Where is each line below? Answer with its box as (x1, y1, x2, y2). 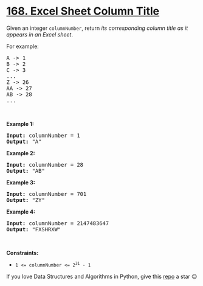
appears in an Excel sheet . (6, 30, 73, 38)
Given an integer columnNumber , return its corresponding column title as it (6, 24, 188, 32)
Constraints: (6, 249, 39, 256)
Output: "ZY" (6, 197, 46, 203)
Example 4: (6, 208, 35, 215)
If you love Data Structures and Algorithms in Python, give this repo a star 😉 (6, 273, 198, 280)
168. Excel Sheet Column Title (6, 4, 160, 18)
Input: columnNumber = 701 (6, 190, 87, 197)
